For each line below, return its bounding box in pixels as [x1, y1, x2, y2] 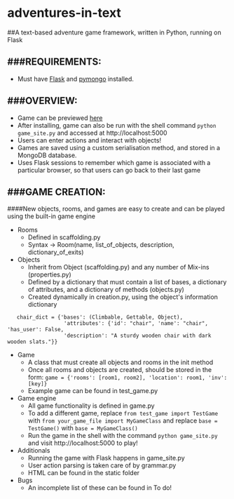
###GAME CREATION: [7, 186, 106, 198]
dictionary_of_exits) [27, 248, 84, 257]
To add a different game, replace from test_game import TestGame [27, 409, 219, 418]
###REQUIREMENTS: [7, 56, 102, 68]
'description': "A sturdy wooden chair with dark [63, 332, 212, 340]
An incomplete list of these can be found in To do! [27, 484, 172, 492]
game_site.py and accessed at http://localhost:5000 [17, 128, 167, 137]
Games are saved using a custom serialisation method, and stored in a [17, 143, 221, 152]
